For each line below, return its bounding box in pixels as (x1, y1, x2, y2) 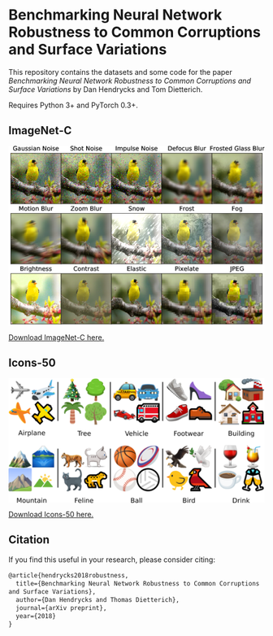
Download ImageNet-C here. (8, 332, 105, 342)
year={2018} (15, 612, 57, 620)
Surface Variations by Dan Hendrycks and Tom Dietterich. (8, 84, 203, 94)
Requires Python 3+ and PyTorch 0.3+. (8, 100, 138, 110)
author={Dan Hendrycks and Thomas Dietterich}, (15, 595, 180, 603)
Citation (8, 533, 50, 547)
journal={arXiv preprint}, (15, 603, 107, 612)
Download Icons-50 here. (8, 509, 94, 519)
